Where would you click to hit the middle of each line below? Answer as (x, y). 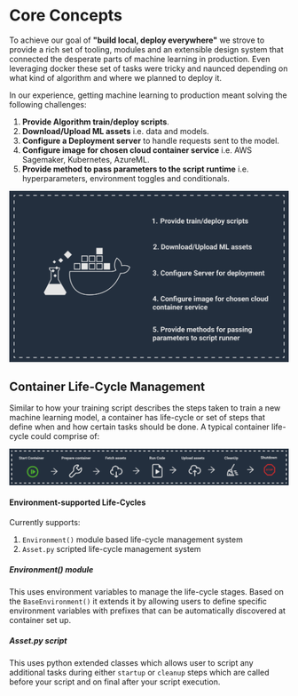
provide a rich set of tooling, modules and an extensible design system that (146, 49)
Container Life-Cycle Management (107, 386)
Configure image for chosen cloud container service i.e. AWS (137, 150)
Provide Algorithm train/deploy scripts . (96, 122)
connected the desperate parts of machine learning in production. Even (140, 59)
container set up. (40, 620)
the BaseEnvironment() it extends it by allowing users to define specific (138, 601)
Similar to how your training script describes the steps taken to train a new (145, 408)
